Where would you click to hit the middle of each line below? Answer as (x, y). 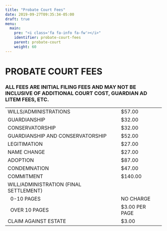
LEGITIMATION (25, 144)
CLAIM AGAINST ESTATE (37, 221)
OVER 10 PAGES (29, 210)
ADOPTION (21, 160)
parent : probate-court (38, 42)
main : (15, 28)
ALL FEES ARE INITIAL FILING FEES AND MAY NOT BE (71, 87)
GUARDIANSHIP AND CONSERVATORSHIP (57, 136)
